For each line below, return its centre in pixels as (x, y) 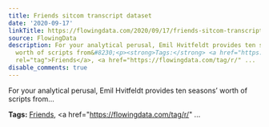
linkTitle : (26, 30)
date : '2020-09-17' (41, 23)
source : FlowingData (43, 38)
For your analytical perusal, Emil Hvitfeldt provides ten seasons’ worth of (128, 90)
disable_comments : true (48, 68)
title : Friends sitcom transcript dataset (80, 16)
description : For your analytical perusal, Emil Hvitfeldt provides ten (132, 46)
